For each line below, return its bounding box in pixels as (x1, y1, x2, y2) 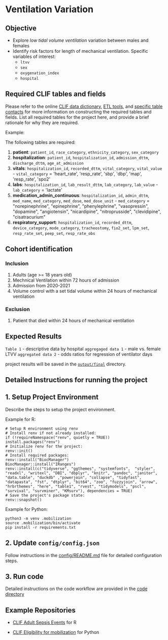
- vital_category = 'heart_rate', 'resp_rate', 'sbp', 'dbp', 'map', (12, 170, 142, 176)
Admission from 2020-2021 (12, 282, 70, 288)
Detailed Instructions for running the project (5, 376, 148, 384)
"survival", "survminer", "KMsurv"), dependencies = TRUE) (5, 488, 133, 494)
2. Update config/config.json (5, 539, 100, 547)
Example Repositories (5, 606, 76, 615)
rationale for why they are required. (5, 119, 79, 126)
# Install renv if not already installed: (5, 431, 96, 436)
